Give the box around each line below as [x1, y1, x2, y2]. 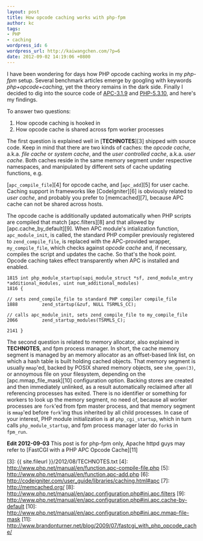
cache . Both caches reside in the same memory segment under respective [7, 156, 192, 163]
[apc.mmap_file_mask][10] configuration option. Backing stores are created [7, 376, 194, 384]
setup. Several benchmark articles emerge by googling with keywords [18, 77, 192, 84]
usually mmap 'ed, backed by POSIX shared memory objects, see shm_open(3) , [7, 364, 196, 371]
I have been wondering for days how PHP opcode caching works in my [7, 70, 183, 77]
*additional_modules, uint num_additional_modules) [7, 280, 139, 286]
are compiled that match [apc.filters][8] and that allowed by [7, 218, 155, 226]
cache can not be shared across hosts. [7, 200, 104, 207]
